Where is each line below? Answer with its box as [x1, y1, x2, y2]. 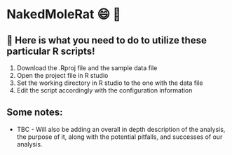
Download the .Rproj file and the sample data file [16, 64, 158, 72]
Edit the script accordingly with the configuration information [16, 86, 193, 94]
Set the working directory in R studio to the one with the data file [16, 79, 203, 87]
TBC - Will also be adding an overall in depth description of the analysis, [16, 125, 226, 133]
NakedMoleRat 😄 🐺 [6, 6, 121, 22]
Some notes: [6, 107, 63, 119]
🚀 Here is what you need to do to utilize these [6, 34, 207, 46]
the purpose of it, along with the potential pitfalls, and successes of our [16, 133, 223, 141]
